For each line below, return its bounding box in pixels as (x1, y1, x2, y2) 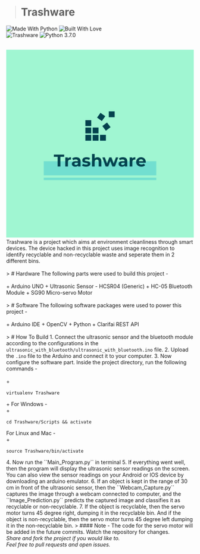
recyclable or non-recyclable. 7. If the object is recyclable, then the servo (6, 503, 185, 510)
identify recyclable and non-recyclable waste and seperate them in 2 (6, 250, 175, 258)
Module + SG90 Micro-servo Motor (6, 289, 93, 296)
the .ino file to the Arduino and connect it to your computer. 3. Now (6, 352, 172, 360)
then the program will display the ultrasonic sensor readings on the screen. (6, 465, 190, 472)
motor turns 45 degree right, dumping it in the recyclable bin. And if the (6, 509, 182, 516)
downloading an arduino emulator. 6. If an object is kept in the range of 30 (6, 477, 188, 485)
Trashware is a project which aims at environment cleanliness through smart (6, 238, 193, 245)
